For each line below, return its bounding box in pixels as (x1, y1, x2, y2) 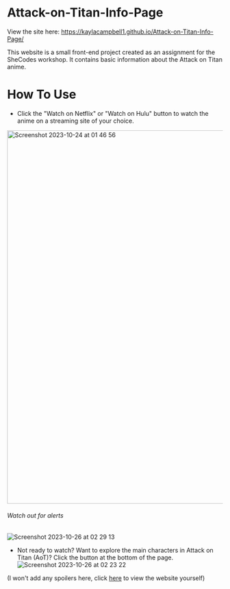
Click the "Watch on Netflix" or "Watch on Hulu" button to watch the (16, 109, 209, 117)
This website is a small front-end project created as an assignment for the (7, 48, 216, 56)
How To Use (7, 87, 77, 102)
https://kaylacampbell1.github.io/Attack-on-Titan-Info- (61, 27, 214, 36)
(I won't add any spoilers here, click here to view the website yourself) (7, 574, 205, 582)
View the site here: (7, 27, 60, 36)
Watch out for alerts (7, 512, 64, 520)
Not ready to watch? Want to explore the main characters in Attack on (16, 546, 214, 555)
